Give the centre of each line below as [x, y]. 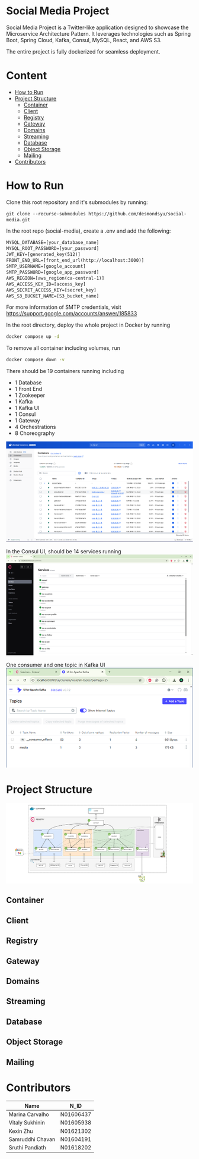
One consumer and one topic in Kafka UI [56, 665]
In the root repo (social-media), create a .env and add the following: [89, 231]
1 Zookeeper [30, 395]
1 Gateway [27, 420]
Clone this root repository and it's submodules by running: [77, 202]
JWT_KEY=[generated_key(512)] [44, 254]
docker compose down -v [36, 359]
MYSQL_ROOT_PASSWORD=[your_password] [53, 248]
